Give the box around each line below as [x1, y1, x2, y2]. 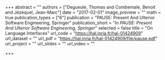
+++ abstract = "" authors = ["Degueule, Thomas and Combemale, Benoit [5, 4, 156, 10]
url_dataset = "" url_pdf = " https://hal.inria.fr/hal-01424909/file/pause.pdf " [5, 35, 158, 41]
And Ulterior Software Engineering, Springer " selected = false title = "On [5, 25, 153, 31]
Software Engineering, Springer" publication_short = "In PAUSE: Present [5, 20, 152, 26]
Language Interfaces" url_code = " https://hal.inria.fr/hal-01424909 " [5, 30, 143, 36]
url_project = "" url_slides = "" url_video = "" [5, 41, 95, 46]
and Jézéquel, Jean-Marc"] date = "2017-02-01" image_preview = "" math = [5, 9, 161, 15]
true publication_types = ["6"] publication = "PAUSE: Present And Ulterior [5, 15, 155, 20]
